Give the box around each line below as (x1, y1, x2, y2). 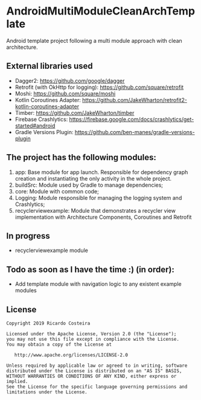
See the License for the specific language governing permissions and (6, 384, 188, 390)
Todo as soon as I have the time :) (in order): (6, 264, 175, 274)
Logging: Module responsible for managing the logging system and (14, 194, 182, 201)
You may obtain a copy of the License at (6, 341, 112, 347)
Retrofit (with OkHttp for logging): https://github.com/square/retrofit (14, 83, 184, 91)
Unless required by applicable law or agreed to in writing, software (6, 363, 188, 369)
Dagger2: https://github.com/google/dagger (14, 77, 125, 84)
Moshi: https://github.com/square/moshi (14, 89, 116, 97)
